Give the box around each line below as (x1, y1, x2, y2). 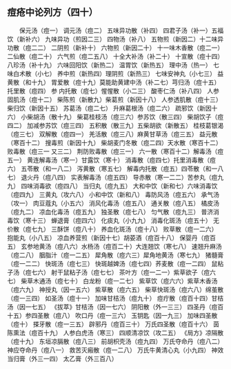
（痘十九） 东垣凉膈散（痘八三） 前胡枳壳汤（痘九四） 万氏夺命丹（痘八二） (7, 337, 224, 346)
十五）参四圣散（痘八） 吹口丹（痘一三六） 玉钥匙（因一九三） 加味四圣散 (7, 311, 218, 319)
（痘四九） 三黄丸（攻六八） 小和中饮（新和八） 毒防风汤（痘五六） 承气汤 (7, 190, 219, 198)
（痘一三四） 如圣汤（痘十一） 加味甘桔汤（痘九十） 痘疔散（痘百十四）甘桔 (7, 294, 224, 302)
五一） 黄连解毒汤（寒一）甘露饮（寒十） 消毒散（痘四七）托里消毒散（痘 (7, 155, 216, 164)
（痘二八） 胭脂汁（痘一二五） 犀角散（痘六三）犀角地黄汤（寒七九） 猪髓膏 (7, 251, 224, 259)
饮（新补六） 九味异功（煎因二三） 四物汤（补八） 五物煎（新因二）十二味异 (7, 35, 224, 43)
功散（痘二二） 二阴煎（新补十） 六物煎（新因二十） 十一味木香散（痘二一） (7, 44, 224, 52)
